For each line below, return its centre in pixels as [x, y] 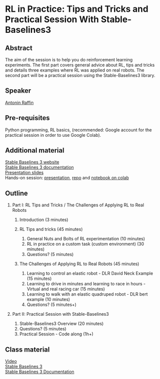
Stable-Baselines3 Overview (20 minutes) [61, 324]
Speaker [18, 91]
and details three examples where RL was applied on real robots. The [75, 70]
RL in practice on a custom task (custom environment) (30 [85, 244]
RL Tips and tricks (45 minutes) [51, 229]
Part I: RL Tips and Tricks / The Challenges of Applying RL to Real [78, 205]
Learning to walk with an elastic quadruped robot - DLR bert [87, 294]
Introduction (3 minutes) [44, 220]
